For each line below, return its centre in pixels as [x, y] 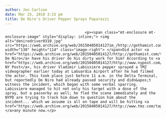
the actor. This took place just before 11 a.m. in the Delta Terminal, [82, 76]
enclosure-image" [23, 37]
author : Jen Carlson [26, 10]
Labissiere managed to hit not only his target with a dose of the [76, 89]
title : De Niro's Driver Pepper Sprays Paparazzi [57, 19]
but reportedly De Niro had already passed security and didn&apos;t [78, 80]
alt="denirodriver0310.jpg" [34, 41]
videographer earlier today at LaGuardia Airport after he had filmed [79, 72]
